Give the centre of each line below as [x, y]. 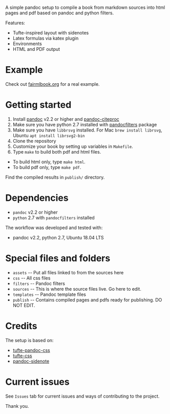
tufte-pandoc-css [31, 350]
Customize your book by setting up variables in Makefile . [73, 146]
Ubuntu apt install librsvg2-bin [49, 135]
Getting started [38, 105]
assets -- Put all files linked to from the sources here [68, 272]
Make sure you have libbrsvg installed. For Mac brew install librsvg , [87, 130]
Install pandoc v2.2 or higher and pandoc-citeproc [66, 119]
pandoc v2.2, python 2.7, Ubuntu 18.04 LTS [58, 237]
